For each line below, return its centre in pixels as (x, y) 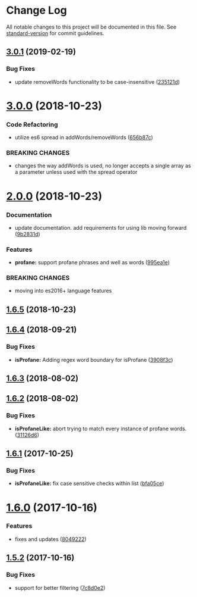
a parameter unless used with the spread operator (76, 172)
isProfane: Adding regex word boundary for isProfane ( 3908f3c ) (94, 360)
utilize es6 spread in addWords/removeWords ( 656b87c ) (84, 137)
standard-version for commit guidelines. (55, 33)
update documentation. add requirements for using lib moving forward (101, 227)
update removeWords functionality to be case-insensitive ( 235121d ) (97, 82)
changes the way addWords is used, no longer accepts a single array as (103, 166)
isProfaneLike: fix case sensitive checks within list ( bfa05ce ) (89, 483)
